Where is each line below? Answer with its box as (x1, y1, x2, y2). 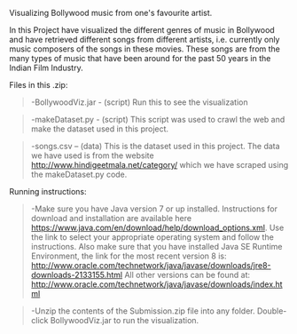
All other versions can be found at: (123, 270, 251, 280)
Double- (256, 306, 287, 316)
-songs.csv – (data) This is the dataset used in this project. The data (30, 141, 281, 151)
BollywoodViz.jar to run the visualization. (50, 315, 199, 325)
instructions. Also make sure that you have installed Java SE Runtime (30, 242, 283, 251)
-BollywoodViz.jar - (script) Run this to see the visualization (30, 97, 248, 107)
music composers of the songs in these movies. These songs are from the (9, 44, 281, 54)
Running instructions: (9, 187, 87, 196)
